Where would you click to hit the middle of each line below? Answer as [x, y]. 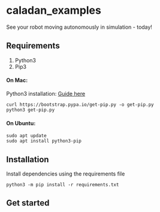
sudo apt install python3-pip [44, 141]
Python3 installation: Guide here [46, 93]
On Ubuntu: [21, 123]
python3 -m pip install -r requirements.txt [63, 184]
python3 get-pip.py [31, 110]
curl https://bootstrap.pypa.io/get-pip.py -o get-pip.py [80, 105]
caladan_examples [54, 10]
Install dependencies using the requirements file [66, 174]
